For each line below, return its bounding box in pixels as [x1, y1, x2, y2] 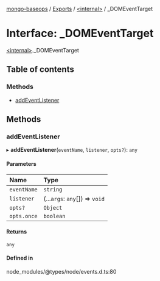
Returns [6, 228, 27, 235]
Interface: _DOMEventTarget [6, 27, 154, 40]
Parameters [6, 160, 37, 167]
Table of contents [6, 64, 74, 75]
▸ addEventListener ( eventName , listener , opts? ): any [6, 146, 138, 154]
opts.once [9, 213, 38, 219]
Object [43, 204, 63, 211]
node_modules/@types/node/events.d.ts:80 [6, 268, 117, 275]
